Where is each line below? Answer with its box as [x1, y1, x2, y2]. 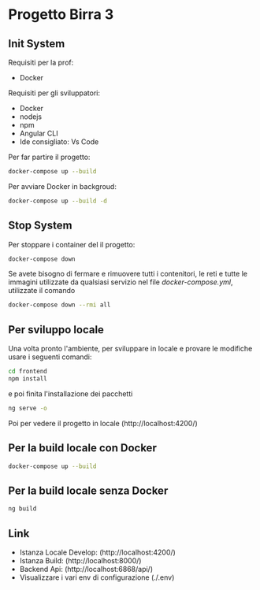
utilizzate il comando [8, 286, 76, 295]
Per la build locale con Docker [8, 441, 158, 455]
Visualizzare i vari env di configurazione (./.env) [19, 573, 175, 582]
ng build [8, 505, 37, 513]
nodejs [19, 112, 42, 121]
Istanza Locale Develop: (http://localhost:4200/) [19, 547, 176, 557]
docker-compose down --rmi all [8, 301, 111, 309]
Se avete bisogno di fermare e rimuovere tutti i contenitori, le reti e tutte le [8, 269, 248, 279]
